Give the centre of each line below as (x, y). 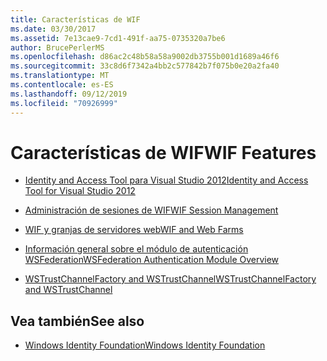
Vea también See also (77, 321)
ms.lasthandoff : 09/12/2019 (69, 94)
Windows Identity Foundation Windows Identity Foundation (145, 345)
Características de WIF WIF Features (163, 152)
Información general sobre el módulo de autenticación (136, 249)
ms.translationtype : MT (60, 76)
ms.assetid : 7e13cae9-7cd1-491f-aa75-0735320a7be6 (118, 38)
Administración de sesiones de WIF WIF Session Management (151, 210)
